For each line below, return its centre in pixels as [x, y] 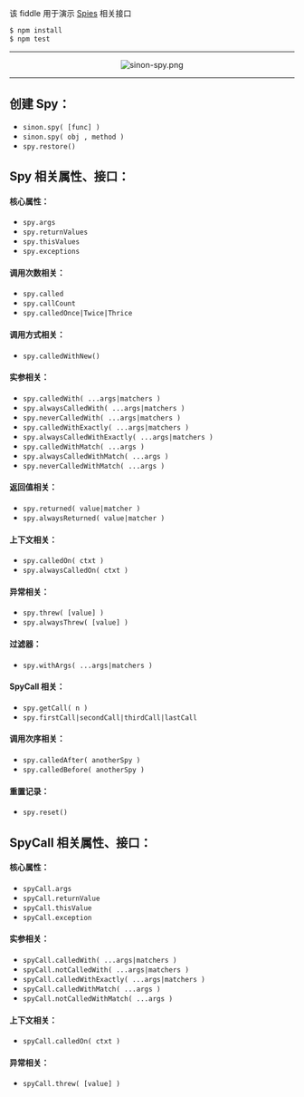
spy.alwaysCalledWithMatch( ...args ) [95, 456]
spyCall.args [47, 888]
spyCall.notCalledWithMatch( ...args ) [98, 999]
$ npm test [30, 39]
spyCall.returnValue [61, 898]
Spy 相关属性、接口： [70, 176]
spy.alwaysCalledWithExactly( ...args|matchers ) [118, 437]
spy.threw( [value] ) [63, 613]
